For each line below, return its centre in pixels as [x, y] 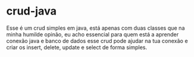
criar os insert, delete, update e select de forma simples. [77, 47]
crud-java [32, 11]
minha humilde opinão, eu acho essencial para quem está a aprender [92, 34]
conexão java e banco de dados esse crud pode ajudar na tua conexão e [97, 41]
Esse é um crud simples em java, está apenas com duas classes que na [95, 28]
